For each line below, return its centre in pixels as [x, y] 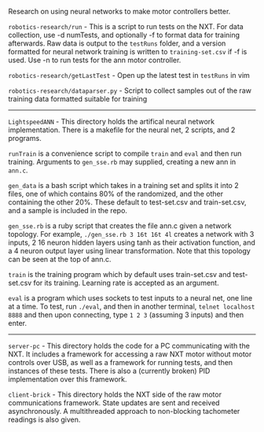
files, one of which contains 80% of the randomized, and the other [116, 194]
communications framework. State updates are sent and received [114, 403]
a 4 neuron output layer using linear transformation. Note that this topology [130, 251]
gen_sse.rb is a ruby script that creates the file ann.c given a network [120, 226]
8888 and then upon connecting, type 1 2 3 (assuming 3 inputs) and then [126, 315]
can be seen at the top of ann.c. [60, 259]
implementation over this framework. [68, 379]
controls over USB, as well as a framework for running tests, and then [121, 362]
